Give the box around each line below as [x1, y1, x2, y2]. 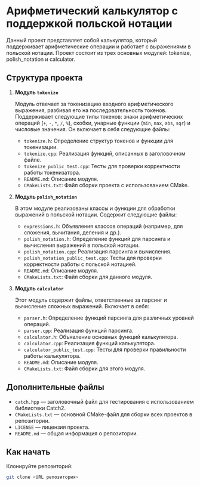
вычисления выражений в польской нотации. [23, 242, 140, 249]
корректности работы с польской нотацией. [23, 261, 137, 268]
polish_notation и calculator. [6, 55, 76, 63]
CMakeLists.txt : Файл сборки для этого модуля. [23, 365, 146, 372]
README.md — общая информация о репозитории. [14, 429, 139, 437]
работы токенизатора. [23, 169, 81, 176]
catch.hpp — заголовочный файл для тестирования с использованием [14, 398, 194, 405]
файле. [23, 156, 42, 163]
